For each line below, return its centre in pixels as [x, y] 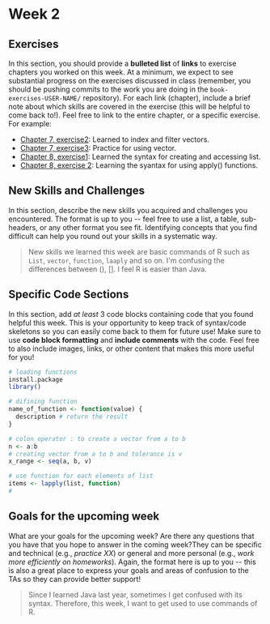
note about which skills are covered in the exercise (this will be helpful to [129, 107]
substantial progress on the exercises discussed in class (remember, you [130, 81]
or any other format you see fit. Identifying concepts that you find [148, 227]
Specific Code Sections [69, 295]
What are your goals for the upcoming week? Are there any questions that [131, 536]
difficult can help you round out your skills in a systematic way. [113, 236]
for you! [21, 357]
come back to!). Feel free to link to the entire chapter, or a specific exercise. [134, 115]
